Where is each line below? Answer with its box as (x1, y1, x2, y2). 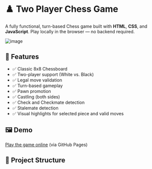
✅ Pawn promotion (12, 88, 51, 94)
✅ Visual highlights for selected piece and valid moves (12, 110, 124, 116)
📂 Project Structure (5, 156, 66, 164)
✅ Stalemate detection (12, 105, 59, 111)
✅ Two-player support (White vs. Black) (12, 71, 94, 77)
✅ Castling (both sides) (12, 93, 61, 99)
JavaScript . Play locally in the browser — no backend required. (5, 28, 135, 34)
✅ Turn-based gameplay (12, 83, 63, 88)
